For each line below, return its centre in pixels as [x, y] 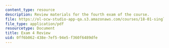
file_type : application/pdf [35, 24]
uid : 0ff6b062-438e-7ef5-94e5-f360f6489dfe [52, 38]
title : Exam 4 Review [28, 33]
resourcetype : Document [30, 28]
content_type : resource [30, 10]
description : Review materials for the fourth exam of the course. [77, 14]
